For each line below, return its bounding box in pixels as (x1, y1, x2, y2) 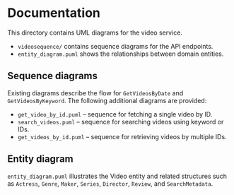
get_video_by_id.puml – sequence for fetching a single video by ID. (17, 110, 213, 118)
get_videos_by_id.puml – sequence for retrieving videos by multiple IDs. (17, 132, 228, 141)
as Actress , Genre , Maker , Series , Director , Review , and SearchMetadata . (7, 179, 213, 188)
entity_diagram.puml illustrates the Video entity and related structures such (7, 172, 228, 180)
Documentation (7, 5, 101, 21)
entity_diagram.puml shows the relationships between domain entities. (17, 49, 224, 58)
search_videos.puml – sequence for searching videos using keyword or (17, 117, 224, 126)
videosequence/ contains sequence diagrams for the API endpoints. (17, 42, 213, 50)
